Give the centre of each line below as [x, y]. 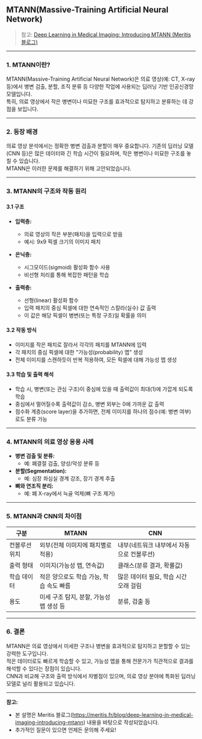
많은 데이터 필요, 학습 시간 [152, 577]
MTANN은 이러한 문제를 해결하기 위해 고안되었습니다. [69, 168]
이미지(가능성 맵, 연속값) [72, 565]
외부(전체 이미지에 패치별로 [76, 545]
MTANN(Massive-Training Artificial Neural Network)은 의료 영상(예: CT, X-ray [101, 79]
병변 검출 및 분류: [35, 456]
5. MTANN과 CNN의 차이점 [44, 517]
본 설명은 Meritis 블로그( [44, 714]
